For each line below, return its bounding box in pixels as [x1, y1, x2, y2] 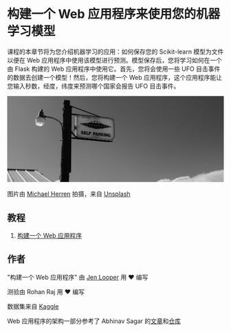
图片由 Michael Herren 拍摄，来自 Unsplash [7, 190, 131, 198]
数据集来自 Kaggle [7, 302, 59, 310]
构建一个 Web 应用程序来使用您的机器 [7, 6, 221, 22]
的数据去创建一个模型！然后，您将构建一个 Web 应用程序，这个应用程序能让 [7, 73, 222, 81]
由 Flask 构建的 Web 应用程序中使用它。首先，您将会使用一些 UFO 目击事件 [7, 65, 221, 73]
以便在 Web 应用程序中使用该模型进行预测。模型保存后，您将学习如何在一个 [7, 56, 222, 64]
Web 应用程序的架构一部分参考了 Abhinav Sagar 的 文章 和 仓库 [7, 317, 181, 325]
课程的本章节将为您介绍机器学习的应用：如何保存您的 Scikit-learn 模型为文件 [7, 47, 224, 56]
